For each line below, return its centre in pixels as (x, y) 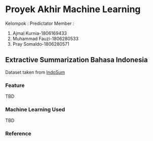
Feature (15, 85)
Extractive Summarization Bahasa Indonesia (76, 60)
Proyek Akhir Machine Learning (73, 9)
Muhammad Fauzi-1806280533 (45, 39)
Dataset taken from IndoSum (35, 72)
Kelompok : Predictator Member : (40, 23)
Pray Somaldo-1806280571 (41, 44)
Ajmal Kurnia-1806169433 (40, 33)
